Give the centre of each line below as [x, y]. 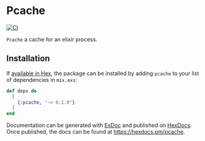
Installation [28, 59]
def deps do [21, 91]
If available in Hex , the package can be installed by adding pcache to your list [103, 73]
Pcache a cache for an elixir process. [52, 39]
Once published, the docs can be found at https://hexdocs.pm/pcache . [96, 132]
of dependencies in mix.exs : [42, 79]
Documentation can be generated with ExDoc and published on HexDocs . [99, 125]
